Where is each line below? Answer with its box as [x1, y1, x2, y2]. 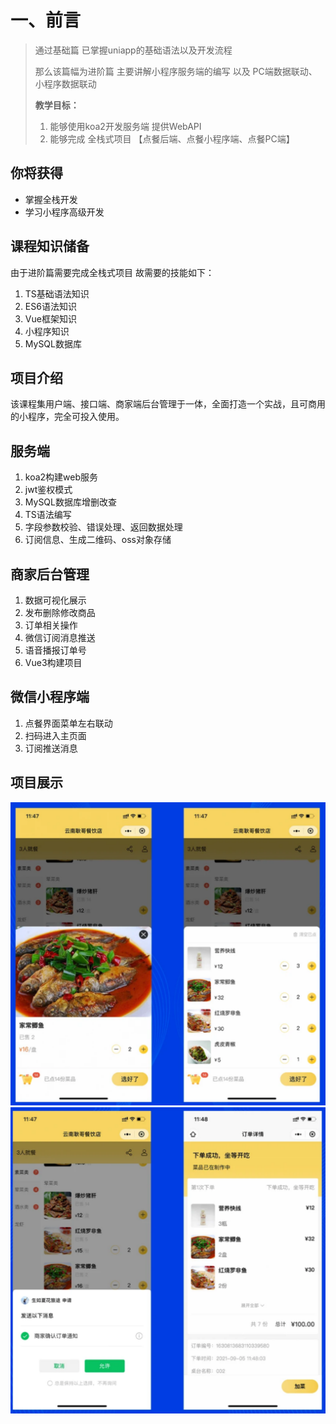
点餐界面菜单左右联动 [24, 717, 113, 729]
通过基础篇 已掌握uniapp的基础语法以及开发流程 [34, 44, 233, 56]
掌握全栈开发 [24, 193, 78, 205]
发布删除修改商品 [24, 607, 96, 618]
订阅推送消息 [24, 742, 78, 754]
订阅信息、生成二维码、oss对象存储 [24, 534, 172, 546]
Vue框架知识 [24, 312, 77, 325]
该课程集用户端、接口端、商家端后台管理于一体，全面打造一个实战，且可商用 [10, 398, 326, 410]
